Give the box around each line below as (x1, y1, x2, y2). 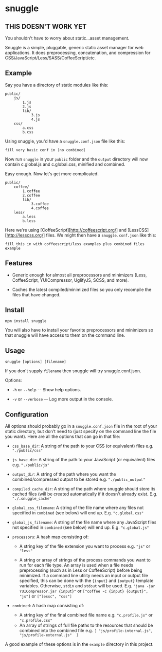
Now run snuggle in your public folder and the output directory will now (5, 156, 148, 162)
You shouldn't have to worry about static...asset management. (5, 35, 130, 41)
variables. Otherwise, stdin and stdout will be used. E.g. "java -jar (19, 583, 156, 589)
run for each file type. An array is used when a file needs (19, 562, 134, 568)
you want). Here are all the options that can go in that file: (5, 434, 120, 439)
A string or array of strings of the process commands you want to (19, 557, 151, 563)
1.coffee (22, 188, 40, 194)
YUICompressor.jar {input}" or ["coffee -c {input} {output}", (19, 588, 148, 594)
